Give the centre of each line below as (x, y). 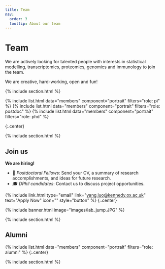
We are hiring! (20, 163)
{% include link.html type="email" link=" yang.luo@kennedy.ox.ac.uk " (76, 195)
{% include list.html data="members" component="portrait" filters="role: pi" (82, 101)
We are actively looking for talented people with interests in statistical (76, 62)
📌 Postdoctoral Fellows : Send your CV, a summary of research (75, 173)
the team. (15, 72)
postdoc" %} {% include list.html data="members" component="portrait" (79, 111)
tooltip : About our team (35, 23)
